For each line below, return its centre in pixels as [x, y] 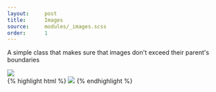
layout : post [32, 13]
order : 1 [28, 33]
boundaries [24, 60]
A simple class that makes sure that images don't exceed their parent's [108, 53]
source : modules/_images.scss [57, 26]
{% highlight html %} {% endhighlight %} [70, 81]
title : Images [35, 20]
